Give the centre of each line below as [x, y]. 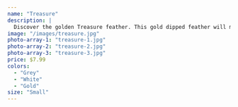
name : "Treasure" [33, 14]
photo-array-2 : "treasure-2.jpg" [57, 46]
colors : [19, 66]
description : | [30, 20]
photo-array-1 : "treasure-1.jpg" [57, 40]
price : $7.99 [27, 60]
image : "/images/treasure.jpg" [53, 33]
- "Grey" [27, 73]
